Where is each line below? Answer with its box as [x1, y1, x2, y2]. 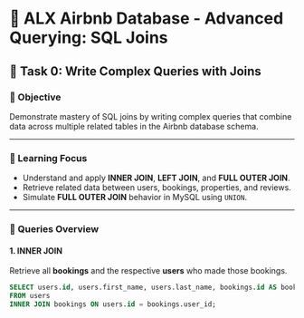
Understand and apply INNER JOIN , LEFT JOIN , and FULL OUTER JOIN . [22, 172, 291, 184]
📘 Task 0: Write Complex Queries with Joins [9, 63, 262, 79]
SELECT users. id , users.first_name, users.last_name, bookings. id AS [9, 283, 278, 293]
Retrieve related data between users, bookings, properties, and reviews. [22, 182, 291, 193]
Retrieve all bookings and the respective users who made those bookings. [9, 265, 288, 276]
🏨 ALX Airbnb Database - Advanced [9, 8, 284, 29]
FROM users [9, 292, 51, 301]
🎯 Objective [9, 91, 62, 103]
